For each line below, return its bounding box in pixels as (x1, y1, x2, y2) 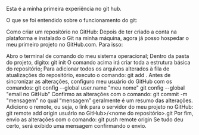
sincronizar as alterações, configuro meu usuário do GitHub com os (6, 78, 173, 85)
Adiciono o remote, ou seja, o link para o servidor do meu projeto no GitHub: (6, 103, 194, 110)
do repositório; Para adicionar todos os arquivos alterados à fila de (6, 65, 170, 72)
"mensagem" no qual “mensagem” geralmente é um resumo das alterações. (6, 97, 194, 104)
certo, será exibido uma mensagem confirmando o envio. (6, 122, 147, 129)
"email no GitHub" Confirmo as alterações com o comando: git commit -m (6, 91, 188, 97)
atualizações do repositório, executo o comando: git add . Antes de (6, 72, 171, 78)
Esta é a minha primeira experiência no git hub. (6, 5, 122, 12)
